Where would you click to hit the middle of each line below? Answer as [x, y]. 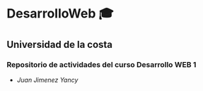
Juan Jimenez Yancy [47, 80]
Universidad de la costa [60, 44]
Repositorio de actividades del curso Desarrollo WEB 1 [101, 64]
